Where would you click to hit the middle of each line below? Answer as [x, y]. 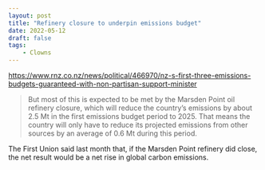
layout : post [30, 16]
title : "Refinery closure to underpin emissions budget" [105, 23]
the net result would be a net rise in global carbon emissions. [109, 157]
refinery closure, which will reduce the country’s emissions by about [140, 108]
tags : [17, 45]
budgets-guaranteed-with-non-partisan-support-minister [103, 84]
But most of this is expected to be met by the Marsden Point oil [131, 99]
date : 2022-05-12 [37, 30]
